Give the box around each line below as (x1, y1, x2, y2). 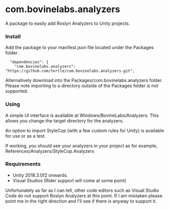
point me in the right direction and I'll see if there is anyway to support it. (5, 198, 157, 204)
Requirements (5, 160, 41, 168)
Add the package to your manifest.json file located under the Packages (5, 45, 154, 51)
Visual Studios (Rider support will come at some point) (12, 177, 127, 183)
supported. (5, 88, 28, 94)
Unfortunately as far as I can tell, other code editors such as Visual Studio (5, 187, 159, 193)
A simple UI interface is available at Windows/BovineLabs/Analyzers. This (5, 112, 159, 118)
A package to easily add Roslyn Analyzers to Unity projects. (5, 20, 130, 26)
